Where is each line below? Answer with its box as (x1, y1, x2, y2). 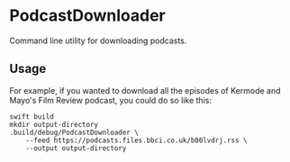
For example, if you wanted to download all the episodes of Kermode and (9, 85, 281, 95)
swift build (9, 112, 54, 121)
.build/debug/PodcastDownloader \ (9, 128, 140, 137)
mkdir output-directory (9, 120, 99, 129)
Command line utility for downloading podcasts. (9, 35, 187, 46)
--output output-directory (25, 143, 127, 153)
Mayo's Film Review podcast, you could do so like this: (9, 94, 212, 105)
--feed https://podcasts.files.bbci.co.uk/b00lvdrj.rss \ (25, 136, 248, 145)
